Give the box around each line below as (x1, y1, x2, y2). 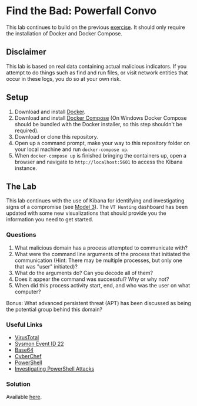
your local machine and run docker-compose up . (14, 146, 129, 153)
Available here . (6, 394, 42, 401)
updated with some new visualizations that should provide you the (6, 209, 166, 217)
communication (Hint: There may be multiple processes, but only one (14, 257, 182, 264)
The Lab (6, 181, 36, 191)
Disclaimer (6, 47, 46, 57)
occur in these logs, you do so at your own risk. (6, 75, 122, 82)
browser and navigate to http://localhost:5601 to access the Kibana (14, 158, 183, 165)
